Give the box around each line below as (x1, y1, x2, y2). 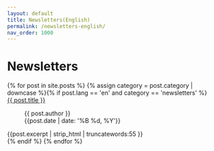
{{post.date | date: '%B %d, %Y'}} (24, 117, 121, 125)
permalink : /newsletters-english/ (7, 23, 106, 30)
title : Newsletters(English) (7, 16, 91, 23)
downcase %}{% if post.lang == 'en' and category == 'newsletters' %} (7, 89, 208, 97)
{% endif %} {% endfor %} (7, 137, 83, 146)
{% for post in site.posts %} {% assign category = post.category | (7, 82, 193, 90)
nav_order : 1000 (7, 29, 53, 36)
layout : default (7, 10, 53, 17)
